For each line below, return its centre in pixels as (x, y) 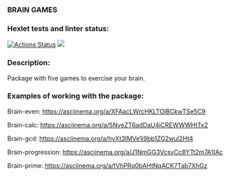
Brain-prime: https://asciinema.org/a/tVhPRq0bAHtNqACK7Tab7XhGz (107, 165)
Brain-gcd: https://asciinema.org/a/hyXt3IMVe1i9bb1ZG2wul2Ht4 (100, 139)
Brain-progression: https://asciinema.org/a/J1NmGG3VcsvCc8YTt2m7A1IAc (115, 152)
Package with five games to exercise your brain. (76, 78)
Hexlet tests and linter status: (58, 28)
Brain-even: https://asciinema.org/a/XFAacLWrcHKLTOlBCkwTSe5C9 (107, 111)
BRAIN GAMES (32, 10)
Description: (29, 63)
